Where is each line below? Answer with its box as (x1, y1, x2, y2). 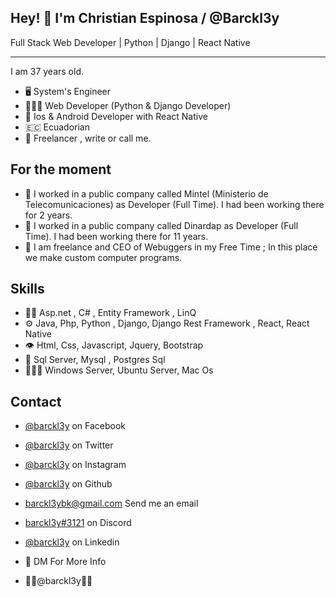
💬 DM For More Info (24, 556, 107, 568)
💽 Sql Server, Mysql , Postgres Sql (24, 354, 166, 366)
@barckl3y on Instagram (24, 459, 127, 471)
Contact (10, 393, 62, 410)
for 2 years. (24, 209, 73, 221)
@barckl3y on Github (24, 478, 113, 490)
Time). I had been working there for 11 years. (24, 230, 209, 242)
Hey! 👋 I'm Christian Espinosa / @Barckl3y (10, 10, 280, 27)
